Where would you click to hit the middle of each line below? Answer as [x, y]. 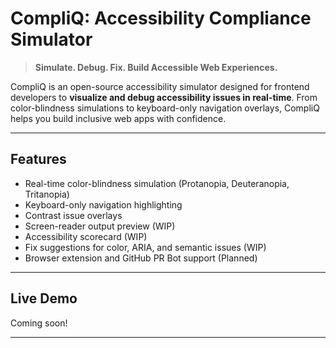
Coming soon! [39, 323]
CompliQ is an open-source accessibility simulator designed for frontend [160, 86]
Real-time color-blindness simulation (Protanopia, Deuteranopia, [157, 183]
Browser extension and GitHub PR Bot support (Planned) [141, 258]
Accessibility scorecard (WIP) [86, 236]
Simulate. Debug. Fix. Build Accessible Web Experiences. [156, 67]
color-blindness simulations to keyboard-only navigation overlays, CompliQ [165, 108]
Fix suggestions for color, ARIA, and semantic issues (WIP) [145, 247]
